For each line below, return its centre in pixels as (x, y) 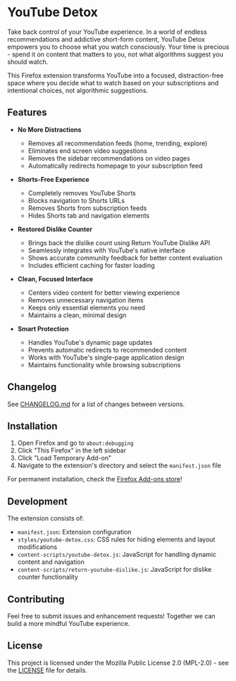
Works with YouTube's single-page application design (106, 357)
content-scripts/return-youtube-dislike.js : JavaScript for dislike (114, 570)
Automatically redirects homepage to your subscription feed (115, 166)
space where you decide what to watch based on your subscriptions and (113, 82)
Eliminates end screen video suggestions (88, 151)
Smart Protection (43, 329)
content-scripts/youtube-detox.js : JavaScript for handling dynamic (117, 555)
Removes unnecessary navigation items (86, 300)
